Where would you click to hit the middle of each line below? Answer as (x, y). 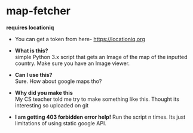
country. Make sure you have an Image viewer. (72, 63)
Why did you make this (44, 92)
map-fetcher (38, 11)
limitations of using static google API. (60, 123)
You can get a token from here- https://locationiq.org (80, 39)
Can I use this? (33, 75)
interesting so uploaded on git (52, 105)
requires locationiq (30, 27)
